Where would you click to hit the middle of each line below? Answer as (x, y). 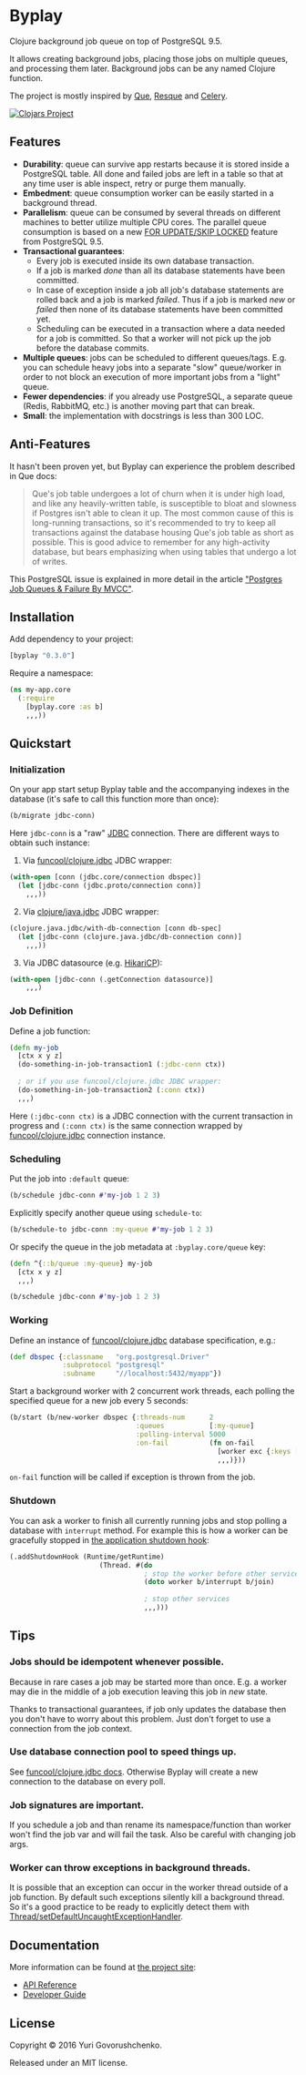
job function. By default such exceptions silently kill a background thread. (147, 1897)
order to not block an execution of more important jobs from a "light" (151, 377)
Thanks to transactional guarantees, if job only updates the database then (148, 1709)
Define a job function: (50, 1031)
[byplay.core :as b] (65, 707)
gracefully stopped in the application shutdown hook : (109, 1539)
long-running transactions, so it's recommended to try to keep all (153, 522)
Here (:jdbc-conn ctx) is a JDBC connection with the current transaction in (151, 1116)
